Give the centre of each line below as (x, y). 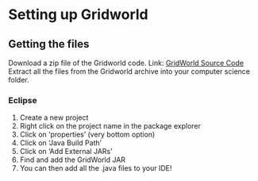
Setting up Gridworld (78, 15)
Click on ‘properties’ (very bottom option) (87, 135)
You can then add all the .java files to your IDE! (96, 168)
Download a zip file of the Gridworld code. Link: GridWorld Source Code (126, 63)
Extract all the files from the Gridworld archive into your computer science (129, 71)
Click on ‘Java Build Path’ (60, 143)
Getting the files (49, 44)
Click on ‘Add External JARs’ (66, 152)
